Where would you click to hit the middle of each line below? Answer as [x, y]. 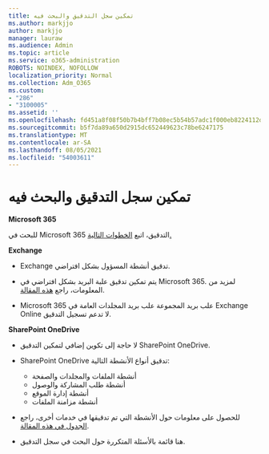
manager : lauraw [35, 38]
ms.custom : [26, 90]
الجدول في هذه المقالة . [54, 426]
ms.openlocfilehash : [43, 120]
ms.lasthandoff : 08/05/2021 [55, 150]
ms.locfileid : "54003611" [51, 157]
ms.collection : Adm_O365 [50, 83]
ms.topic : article [39, 53]
